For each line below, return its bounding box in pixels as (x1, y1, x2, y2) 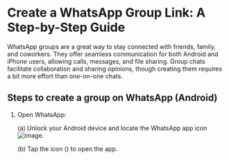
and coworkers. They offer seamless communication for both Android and (7, 50, 219, 58)
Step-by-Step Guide (7, 19, 126, 35)
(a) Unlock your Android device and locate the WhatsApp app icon (17, 123, 207, 132)
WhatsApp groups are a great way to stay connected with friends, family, (7, 42, 217, 51)
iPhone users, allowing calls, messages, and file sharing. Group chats (7, 57, 206, 65)
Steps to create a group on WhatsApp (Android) (7, 92, 218, 104)
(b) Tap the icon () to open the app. (17, 144, 118, 153)
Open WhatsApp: (17, 110, 67, 118)
